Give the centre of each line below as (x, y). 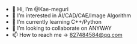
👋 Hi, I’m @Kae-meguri (40, 9)
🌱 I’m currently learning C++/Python (57, 22)
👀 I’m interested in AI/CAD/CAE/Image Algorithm (72, 15)
